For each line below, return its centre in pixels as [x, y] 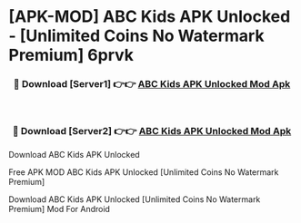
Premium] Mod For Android [60, 208]
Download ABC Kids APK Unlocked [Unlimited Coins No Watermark [135, 199]
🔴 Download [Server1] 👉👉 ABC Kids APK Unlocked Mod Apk [152, 84]
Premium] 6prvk [71, 55]
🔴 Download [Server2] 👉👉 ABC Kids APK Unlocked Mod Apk [152, 131]
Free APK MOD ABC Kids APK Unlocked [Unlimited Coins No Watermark [144, 172]
